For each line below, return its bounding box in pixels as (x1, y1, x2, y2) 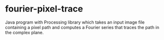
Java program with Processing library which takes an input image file (5, 19, 145, 25)
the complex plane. (5, 29, 44, 35)
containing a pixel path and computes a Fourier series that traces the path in (5, 24, 160, 30)
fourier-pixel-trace (5, 3, 83, 14)
